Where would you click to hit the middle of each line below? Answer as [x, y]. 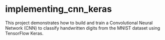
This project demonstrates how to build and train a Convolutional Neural [79, 23]
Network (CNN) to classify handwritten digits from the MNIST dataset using [83, 28]
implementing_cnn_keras [59, 9]
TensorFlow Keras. [24, 33]
